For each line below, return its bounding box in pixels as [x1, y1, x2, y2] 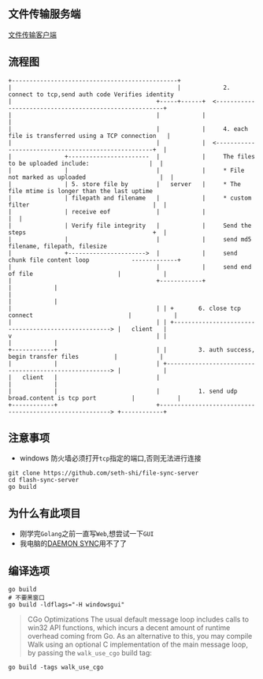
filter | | [8, 200, 168, 209]
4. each [223, 125, 248, 132]
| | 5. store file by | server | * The [8, 180, 242, 188]
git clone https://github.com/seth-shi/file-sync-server [8, 469, 199, 477]
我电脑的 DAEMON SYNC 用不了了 [19, 539, 128, 548]
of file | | [8, 270, 168, 278]
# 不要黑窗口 [8, 594, 45, 602]
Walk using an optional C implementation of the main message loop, [27, 640, 248, 649]
